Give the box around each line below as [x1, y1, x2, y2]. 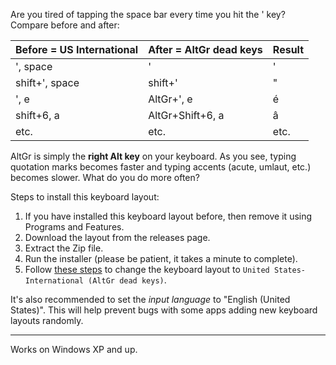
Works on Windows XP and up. [10, 344, 138, 355]
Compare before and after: [10, 19, 120, 31]
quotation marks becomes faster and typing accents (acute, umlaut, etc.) [10, 161, 312, 173]
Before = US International [15, 43, 139, 56]
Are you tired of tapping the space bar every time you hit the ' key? [10, 9, 286, 20]
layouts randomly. [10, 315, 84, 326]
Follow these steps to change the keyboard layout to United [24, 264, 270, 275]
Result [272, 43, 305, 56]
